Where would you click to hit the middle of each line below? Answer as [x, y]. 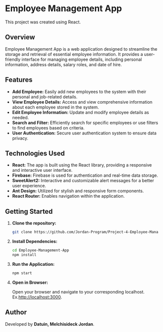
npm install [24, 255]
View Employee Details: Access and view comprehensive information [82, 102]
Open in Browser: [30, 282]
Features [19, 80]
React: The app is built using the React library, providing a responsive [82, 165]
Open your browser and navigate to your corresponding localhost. [78, 292]
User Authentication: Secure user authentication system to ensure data [84, 133]
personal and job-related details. [45, 97]
